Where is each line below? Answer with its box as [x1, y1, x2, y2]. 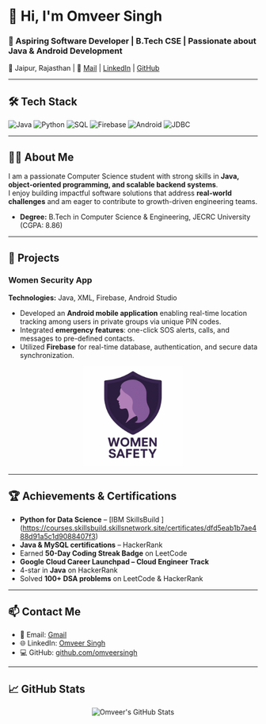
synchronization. [19, 350, 74, 360]
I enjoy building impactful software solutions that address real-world [8, 188, 232, 198]
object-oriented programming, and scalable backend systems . [8, 180, 218, 190]
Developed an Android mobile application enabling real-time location [19, 308, 248, 318]
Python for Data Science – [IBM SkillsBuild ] [19, 514, 165, 524]
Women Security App [8, 275, 93, 286]
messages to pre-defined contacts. [19, 333, 135, 343]
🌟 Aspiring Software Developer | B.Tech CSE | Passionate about [8, 36, 257, 47]
